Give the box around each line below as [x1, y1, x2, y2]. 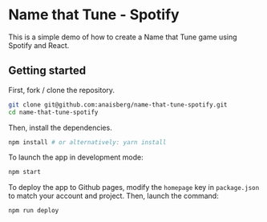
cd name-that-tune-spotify [8, 108, 99, 116]
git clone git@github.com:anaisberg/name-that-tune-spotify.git [8, 100, 228, 109]
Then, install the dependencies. [8, 123, 112, 132]
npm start [8, 168, 42, 176]
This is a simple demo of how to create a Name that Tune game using [8, 32, 238, 42]
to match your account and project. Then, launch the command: [8, 191, 219, 201]
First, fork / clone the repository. [8, 85, 115, 95]
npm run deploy [8, 207, 59, 215]
